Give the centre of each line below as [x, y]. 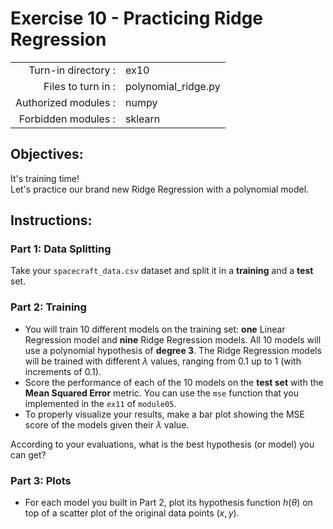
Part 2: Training [48, 307]
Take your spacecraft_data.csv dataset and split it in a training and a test [162, 271]
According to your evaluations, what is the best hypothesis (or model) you [162, 444]
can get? [28, 454]
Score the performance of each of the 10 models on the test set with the [174, 382]
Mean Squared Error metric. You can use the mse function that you [162, 393]
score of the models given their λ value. [107, 424]
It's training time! [45, 178]
